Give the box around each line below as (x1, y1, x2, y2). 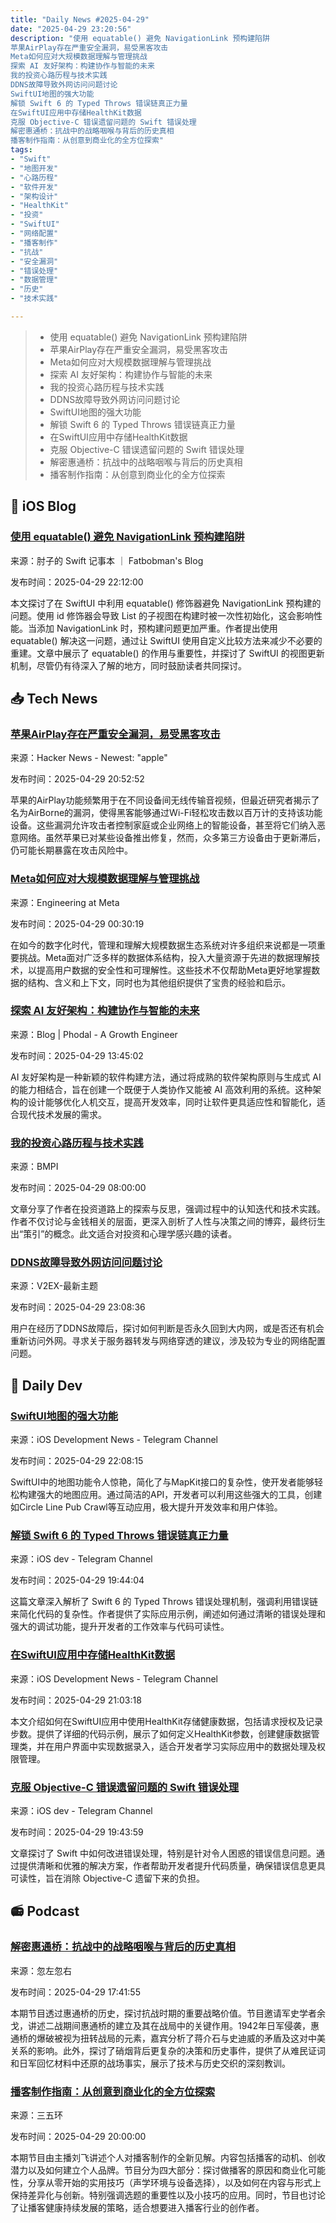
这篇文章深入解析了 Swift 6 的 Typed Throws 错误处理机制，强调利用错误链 (10, 1596, 319, 1608)
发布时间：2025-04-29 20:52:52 (10, 773, 145, 785)
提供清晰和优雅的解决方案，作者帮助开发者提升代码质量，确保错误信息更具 (18, 1860, 326, 1872)
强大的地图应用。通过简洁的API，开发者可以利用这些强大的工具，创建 (36, 1489, 323, 1501)
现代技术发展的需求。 (18, 1108, 107, 1120)
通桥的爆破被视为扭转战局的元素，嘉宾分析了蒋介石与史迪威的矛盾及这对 (10, 2032, 308, 2044)
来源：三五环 (10, 2109, 63, 2121)
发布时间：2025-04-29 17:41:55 (10, 1986, 141, 1998)
